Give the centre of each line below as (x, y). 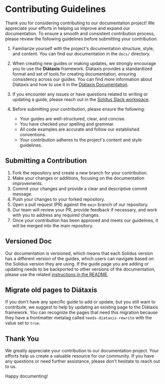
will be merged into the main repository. (53, 225)
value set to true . (23, 323)
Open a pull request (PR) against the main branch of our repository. (80, 204)
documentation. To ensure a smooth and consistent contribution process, (80, 33)
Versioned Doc (28, 241)
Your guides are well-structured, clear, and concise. (73, 118)
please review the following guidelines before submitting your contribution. (82, 39)
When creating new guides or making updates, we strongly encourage (84, 63)
